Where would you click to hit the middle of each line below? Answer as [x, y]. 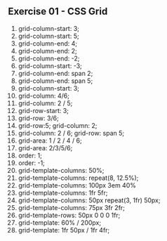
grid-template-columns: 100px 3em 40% [77, 185]
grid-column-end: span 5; [55, 81]
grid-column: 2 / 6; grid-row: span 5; [71, 133]
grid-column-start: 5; [48, 36]
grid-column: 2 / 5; [45, 103]
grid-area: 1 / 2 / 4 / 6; [50, 141]
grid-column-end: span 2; [55, 73]
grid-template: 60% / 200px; [59, 222]
